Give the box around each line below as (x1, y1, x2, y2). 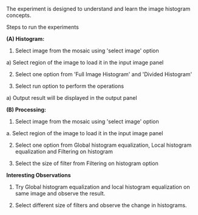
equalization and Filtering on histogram (15, 148, 114, 155)
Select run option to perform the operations (15, 82, 125, 90)
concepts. (6, 12, 32, 19)
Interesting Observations (6, 172, 71, 178)
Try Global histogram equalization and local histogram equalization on (15, 183, 190, 191)
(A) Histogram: (6, 35, 44, 42)
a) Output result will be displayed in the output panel (6, 94, 137, 101)
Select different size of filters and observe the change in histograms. (15, 202, 187, 209)
